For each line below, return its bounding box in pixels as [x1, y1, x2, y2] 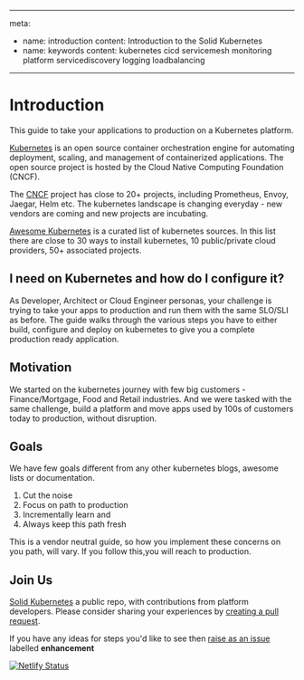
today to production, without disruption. [9, 413, 157, 424]
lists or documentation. [9, 473, 95, 484]
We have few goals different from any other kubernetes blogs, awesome [9, 463, 279, 474]
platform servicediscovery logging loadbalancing [22, 55, 205, 65]
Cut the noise [22, 490, 73, 501]
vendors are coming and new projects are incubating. [9, 207, 209, 218]
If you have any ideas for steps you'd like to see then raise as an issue [9, 633, 271, 644]
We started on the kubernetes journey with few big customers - [9, 384, 246, 395]
